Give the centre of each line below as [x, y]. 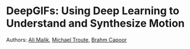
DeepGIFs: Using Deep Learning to [93, 11]
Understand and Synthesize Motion [96, 23]
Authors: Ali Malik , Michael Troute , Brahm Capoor [66, 40]
